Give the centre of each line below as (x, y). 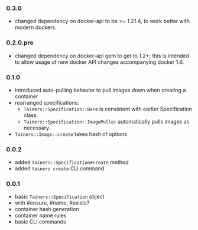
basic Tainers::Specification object (59, 197)
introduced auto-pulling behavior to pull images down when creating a (100, 90)
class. (31, 115)
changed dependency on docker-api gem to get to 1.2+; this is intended (102, 56)
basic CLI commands (40, 222)
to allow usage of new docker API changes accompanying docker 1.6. (99, 62)
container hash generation (47, 209)
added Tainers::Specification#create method (72, 162)
